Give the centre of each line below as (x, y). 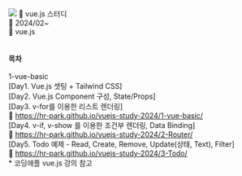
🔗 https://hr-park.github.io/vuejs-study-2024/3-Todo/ (98, 153)
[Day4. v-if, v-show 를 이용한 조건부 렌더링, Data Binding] (102, 125)
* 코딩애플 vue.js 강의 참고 (50, 163)
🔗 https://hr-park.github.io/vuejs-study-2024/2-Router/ (101, 134)
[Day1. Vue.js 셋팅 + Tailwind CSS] (65, 86)
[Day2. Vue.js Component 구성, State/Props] (82, 96)
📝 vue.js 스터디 (43, 14)
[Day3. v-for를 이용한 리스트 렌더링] (66, 106)
